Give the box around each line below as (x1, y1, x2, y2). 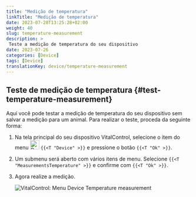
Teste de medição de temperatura (6, 85, 132, 95)
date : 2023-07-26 (6, 47, 49, 53)
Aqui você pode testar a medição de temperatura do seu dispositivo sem (6, 110, 182, 117)
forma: (6, 122, 22, 129)
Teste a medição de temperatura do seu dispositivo (8, 42, 138, 48)
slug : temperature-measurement (6, 31, 83, 36)
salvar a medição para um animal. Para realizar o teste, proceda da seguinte (6, 116, 191, 123)
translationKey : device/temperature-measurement (6, 63, 128, 69)
